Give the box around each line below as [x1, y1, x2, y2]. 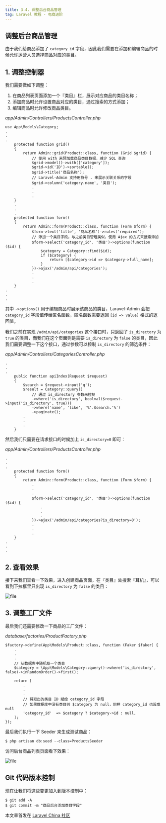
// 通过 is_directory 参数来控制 [31, 392, 96, 397]
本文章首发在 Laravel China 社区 [5, 812, 70, 818]
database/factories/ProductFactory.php [5, 633, 87, 639]
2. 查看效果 [5, 563, 39, 571]
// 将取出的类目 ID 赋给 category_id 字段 [23, 697, 105, 702]
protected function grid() [14, 142, 70, 147]
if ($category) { [40, 253, 77, 258]
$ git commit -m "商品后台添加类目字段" [5, 803, 82, 808]
